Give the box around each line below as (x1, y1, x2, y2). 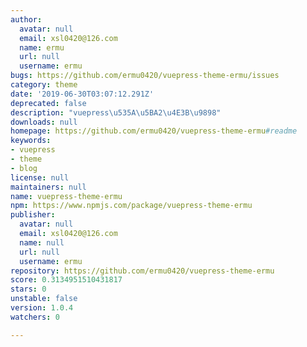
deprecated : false (10, 98, 87, 108)
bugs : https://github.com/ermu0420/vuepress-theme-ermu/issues (10, 71, 280, 81)
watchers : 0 (10, 312, 60, 322)
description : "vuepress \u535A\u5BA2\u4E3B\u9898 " (10, 107, 222, 118)
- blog (10, 163, 38, 173)
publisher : (10, 210, 56, 220)
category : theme (10, 80, 78, 90)
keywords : (10, 136, 52, 146)
